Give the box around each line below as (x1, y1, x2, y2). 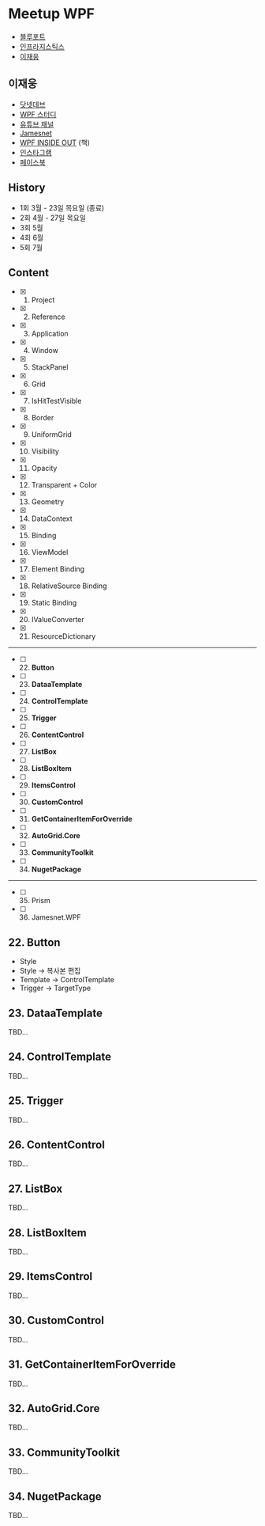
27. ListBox (8, 1182, 63, 1195)
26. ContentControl (8, 1138, 105, 1152)
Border (31, 413, 54, 423)
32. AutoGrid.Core (8, 1402, 100, 1415)
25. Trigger (8, 1094, 64, 1108)
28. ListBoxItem (8, 1226, 87, 1239)
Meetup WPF (8, 5, 95, 23)
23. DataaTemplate (8, 1006, 103, 1019)
